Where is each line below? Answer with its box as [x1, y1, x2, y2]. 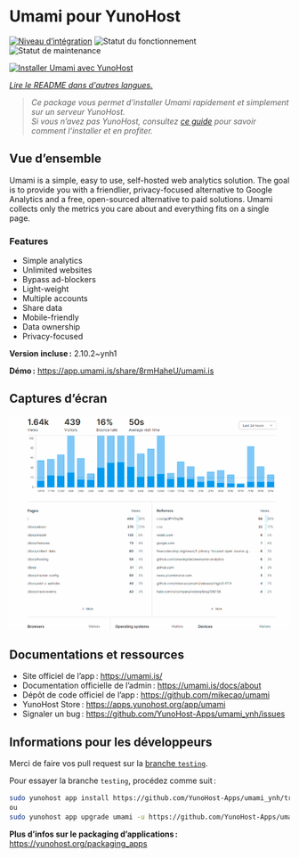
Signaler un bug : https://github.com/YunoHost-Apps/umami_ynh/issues [21, 708, 286, 719]
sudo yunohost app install [9, 794, 109, 803]
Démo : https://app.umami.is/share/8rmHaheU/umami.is [9, 365, 214, 376]
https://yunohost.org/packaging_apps [9, 838, 148, 848]
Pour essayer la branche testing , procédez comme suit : [9, 775, 216, 786]
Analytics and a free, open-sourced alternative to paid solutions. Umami [9, 193, 273, 204]
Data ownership [21, 322, 81, 332]
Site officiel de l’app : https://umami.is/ [21, 671, 163, 682]
